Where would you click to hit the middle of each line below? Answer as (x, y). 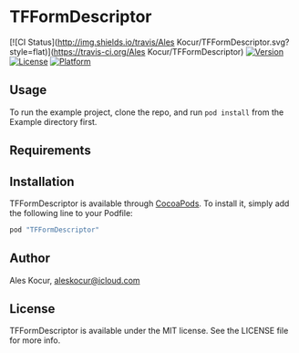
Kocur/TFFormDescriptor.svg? (233, 42)
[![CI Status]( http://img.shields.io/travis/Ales (92, 42)
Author (30, 259)
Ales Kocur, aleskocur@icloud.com (75, 280)
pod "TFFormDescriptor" (55, 230)
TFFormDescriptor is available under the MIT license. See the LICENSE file (149, 331)
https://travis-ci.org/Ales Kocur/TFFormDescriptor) (149, 51)
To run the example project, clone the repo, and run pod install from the (147, 112)
